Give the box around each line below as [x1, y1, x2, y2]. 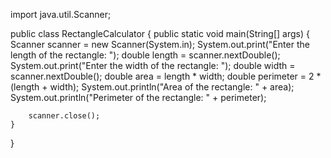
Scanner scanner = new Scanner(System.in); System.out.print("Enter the [10, 39, 310, 50]
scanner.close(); [28, 111, 101, 121]
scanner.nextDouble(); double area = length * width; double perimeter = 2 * [10, 70, 322, 82]
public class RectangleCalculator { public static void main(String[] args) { [10, 28, 310, 39]
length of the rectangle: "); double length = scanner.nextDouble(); [10, 49, 281, 61]
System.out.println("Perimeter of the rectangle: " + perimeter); [10, 92, 267, 103]
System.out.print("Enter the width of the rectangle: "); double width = [10, 60, 296, 71]
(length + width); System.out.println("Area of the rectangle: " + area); [10, 81, 295, 93]
